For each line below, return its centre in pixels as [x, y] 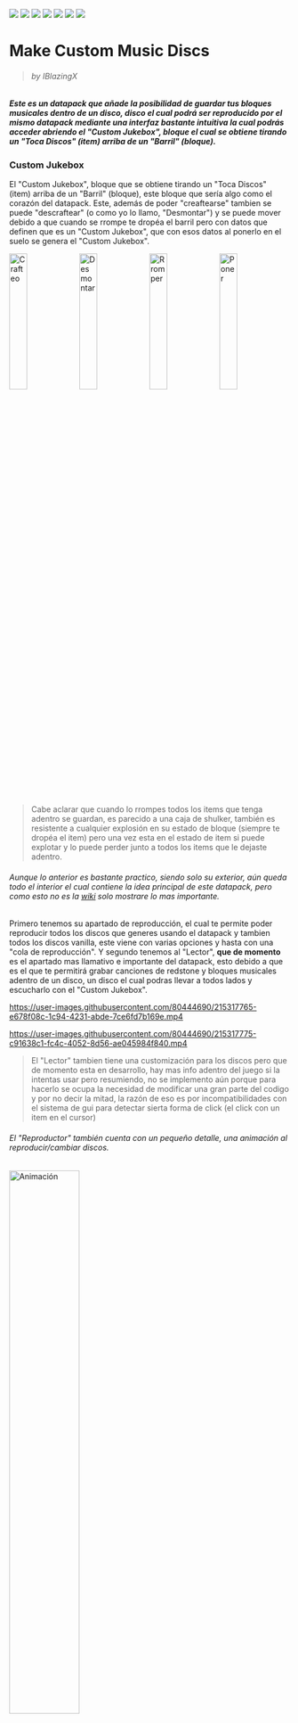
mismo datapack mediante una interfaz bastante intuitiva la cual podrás [147, 123]
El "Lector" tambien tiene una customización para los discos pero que [159, 1061]
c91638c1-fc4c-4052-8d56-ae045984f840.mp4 [98, 1044]
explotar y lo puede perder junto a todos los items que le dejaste [149, 848]
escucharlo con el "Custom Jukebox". [79, 990]
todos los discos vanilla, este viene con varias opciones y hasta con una [141, 943]
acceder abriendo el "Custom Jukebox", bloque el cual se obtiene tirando [148, 132]
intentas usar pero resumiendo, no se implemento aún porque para [153, 1079]
